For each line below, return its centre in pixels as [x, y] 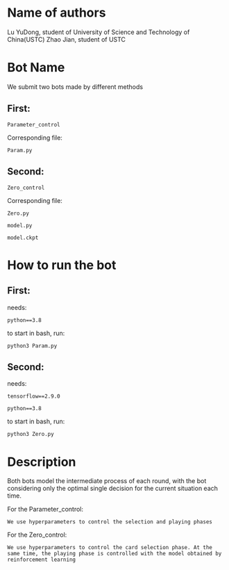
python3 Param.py [32, 345]
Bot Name [36, 68]
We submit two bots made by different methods [75, 87]
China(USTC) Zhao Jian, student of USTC [67, 39]
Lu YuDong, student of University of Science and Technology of [99, 32]
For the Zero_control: [37, 535]
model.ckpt [23, 238]
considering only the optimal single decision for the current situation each [113, 489]
